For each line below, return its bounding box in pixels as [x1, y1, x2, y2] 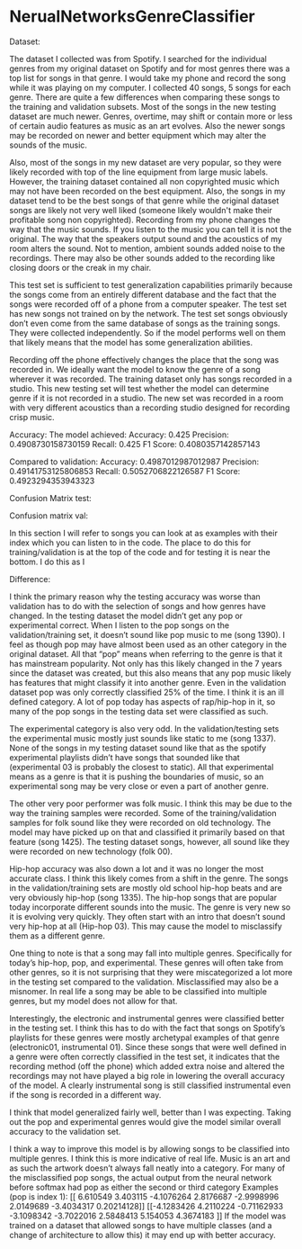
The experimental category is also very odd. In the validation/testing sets [9, 723, 280, 734]
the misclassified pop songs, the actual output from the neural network [9, 1172, 272, 1182]
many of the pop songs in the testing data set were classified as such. [9, 705, 269, 716]
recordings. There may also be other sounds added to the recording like [9, 252, 276, 263]
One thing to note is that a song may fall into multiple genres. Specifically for [9, 948, 292, 958]
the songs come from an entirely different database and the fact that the [9, 289, 277, 300]
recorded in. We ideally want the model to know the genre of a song [9, 364, 261, 374]
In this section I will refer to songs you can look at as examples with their [9, 527, 279, 538]
